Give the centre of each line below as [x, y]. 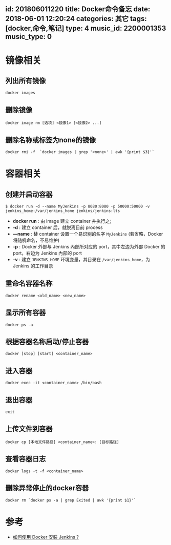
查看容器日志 [26, 459]
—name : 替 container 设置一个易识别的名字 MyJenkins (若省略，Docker [88, 234]
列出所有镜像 [26, 81]
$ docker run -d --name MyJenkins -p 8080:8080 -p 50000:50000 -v [78, 206]
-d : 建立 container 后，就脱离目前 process [58, 227]
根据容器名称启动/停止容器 [47, 342]
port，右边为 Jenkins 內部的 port [47, 253]
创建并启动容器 [29, 194]
